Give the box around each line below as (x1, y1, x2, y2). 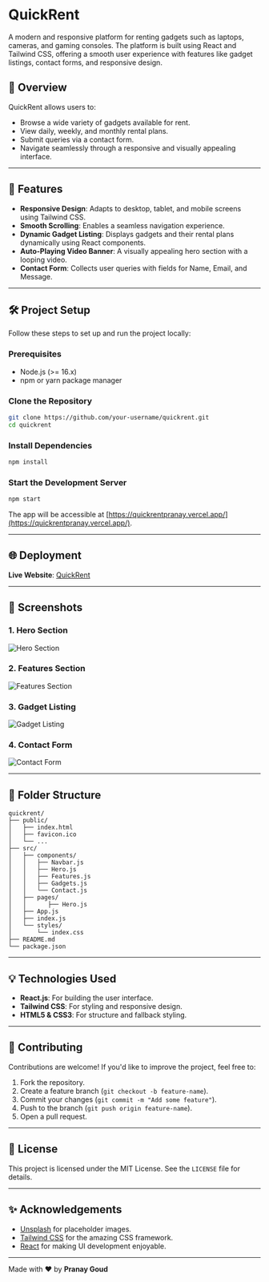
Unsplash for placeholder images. (19, 1224, 132, 1234)
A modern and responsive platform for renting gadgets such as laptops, (8, 32, 244, 42)
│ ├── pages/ (8, 894, 59, 902)
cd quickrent (8, 420, 52, 429)
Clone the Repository (8, 395, 93, 406)
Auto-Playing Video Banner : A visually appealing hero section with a (19, 246, 248, 255)
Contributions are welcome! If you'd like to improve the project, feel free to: (8, 1062, 256, 1071)
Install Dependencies (8, 440, 93, 451)
